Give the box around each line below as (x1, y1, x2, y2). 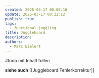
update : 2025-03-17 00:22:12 (5, 12, 65, 17)
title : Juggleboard (5, 30, 46, 35)
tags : (5, 21, 16, 26)
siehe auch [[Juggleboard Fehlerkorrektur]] (5, 67, 95, 73)
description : (5, 35, 32, 40)
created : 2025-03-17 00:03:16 (5, 7, 68, 12)
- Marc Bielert (9, 44, 41, 49)
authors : (5, 39, 23, 44)
